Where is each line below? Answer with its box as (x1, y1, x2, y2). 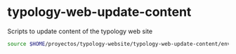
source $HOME (7, 40, 46, 47)
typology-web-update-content (7, 4, 192, 20)
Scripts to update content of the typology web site (7, 27, 153, 35)
